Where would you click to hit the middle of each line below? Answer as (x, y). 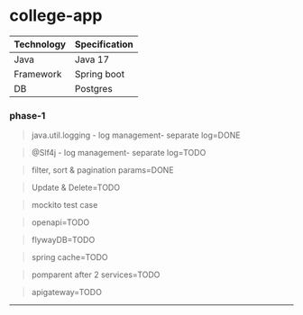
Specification (104, 44)
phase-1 (28, 115)
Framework (38, 74)
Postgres (94, 88)
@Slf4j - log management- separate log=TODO (119, 153)
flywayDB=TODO (63, 240)
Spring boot (100, 74)
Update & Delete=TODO (75, 188)
